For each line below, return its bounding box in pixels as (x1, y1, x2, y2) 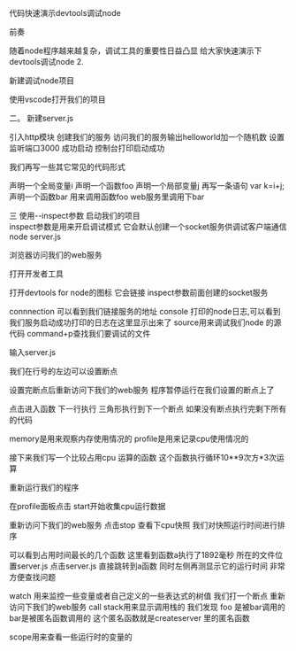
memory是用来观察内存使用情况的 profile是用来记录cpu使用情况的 (9, 433, 249, 444)
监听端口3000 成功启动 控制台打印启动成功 (9, 143, 165, 153)
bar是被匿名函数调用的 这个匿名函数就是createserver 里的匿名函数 (9, 613, 250, 623)
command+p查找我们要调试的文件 (26, 329, 151, 338)
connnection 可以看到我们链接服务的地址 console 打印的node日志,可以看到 (9, 306, 281, 316)
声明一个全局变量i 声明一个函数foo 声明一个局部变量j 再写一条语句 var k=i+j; (9, 181, 285, 190)
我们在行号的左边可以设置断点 (9, 366, 118, 376)
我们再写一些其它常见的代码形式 (9, 162, 125, 172)
